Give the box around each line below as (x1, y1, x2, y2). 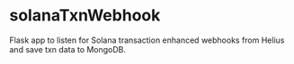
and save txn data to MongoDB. (9, 44, 127, 54)
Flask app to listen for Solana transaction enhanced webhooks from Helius (9, 35, 285, 45)
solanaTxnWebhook (9, 5, 161, 26)
